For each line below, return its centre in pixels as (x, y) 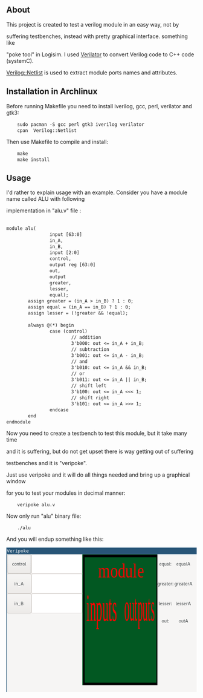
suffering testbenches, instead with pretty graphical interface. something (97, 36)
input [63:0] (66, 235)
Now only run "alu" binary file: (44, 516)
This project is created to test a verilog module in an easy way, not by (93, 24)
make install (34, 160)
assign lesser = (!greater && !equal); (78, 313)
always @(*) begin (51, 325)
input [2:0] (64, 253)
